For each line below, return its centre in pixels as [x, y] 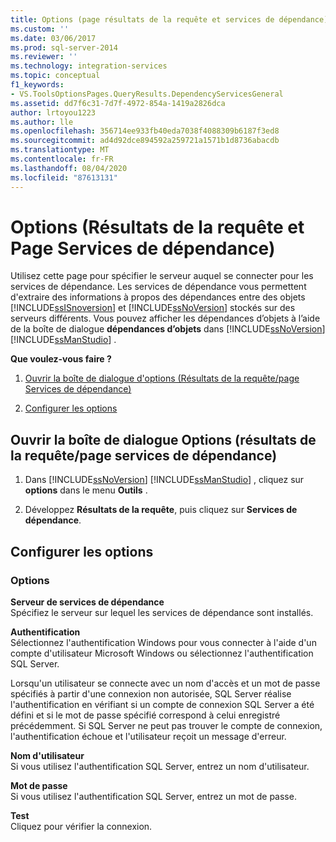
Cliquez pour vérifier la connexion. [81, 826]
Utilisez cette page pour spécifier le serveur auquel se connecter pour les [162, 276]
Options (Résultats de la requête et [157, 227]
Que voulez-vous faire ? [61, 359]
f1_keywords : [37, 85]
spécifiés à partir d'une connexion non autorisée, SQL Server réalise [151, 693]
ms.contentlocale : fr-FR [62, 159]
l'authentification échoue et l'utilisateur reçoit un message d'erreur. [148, 736]
